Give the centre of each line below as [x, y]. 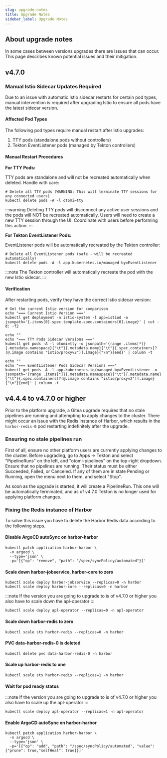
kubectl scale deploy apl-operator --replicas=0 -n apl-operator [74, 610]
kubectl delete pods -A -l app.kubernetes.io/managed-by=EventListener [81, 263]
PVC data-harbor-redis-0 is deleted [43, 643]
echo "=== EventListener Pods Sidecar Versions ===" [61, 366]
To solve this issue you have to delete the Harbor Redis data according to [80, 520]
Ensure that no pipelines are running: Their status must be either [71, 466]
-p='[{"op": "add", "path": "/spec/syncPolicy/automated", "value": [82, 746]
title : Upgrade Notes [28, 14]
